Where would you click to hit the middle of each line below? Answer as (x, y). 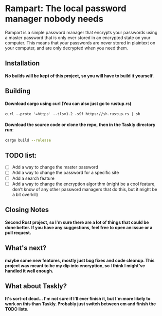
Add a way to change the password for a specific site (65, 173)
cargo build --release (28, 140)
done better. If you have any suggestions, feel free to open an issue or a (79, 227)
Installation (22, 63)
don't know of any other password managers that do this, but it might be (85, 189)
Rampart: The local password (66, 9)
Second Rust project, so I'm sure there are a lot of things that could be (77, 222)
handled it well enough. (29, 271)
